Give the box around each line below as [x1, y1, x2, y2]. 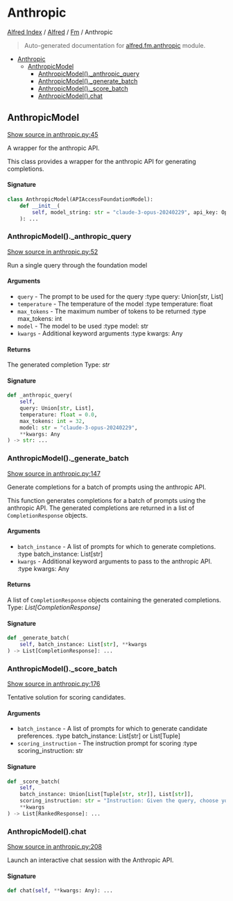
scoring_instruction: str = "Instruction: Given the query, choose [19, 797, 218, 804]
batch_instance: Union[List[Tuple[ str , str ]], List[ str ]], [19, 791, 194, 798]
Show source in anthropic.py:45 [7, 130, 98, 138]
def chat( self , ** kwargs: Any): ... [7, 887, 113, 894]
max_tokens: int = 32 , [19, 418, 85, 424]
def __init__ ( [19, 202, 60, 209]
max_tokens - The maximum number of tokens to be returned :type [17, 307, 207, 315]
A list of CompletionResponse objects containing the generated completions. [7, 596, 222, 604]
